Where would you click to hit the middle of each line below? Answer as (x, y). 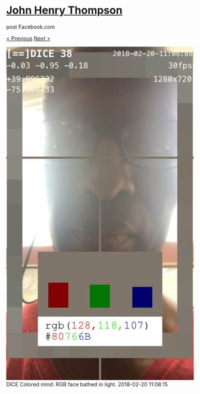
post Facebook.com (31, 27)
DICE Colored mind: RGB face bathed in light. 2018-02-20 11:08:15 (87, 384)
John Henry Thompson (65, 10)
